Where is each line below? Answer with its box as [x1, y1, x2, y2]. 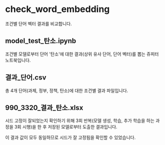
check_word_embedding [5, 3, 110, 15]
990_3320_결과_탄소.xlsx [5, 103, 83, 112]
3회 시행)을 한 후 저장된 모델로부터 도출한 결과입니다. [14, 124, 117, 130]
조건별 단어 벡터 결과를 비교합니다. [5, 20, 72, 26]
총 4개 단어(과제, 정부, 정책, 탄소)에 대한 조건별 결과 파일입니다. [5, 87, 128, 93]
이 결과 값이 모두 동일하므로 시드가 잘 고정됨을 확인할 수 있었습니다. [5, 134, 136, 140]
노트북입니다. [5, 57, 31, 63]
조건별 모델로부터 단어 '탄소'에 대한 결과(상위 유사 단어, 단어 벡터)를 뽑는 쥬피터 [5, 51, 159, 57]
